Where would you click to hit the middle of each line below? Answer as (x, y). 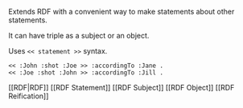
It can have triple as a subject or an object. (79, 36)
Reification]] (29, 96)
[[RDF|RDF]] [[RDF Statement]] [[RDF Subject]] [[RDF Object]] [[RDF (121, 88)
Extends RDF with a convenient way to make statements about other (121, 12)
